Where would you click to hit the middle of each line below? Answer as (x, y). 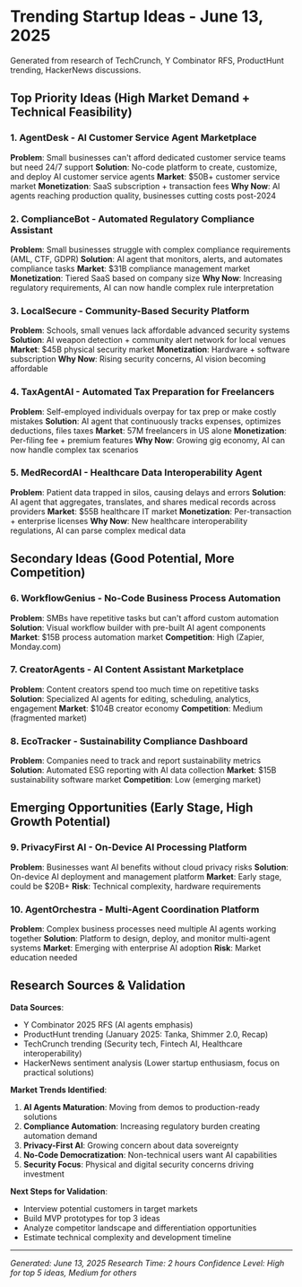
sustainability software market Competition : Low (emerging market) (136, 780)
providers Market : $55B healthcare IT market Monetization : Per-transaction (151, 511)
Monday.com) (36, 646)
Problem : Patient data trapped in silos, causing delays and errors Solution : (148, 492)
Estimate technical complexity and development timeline (127, 1237)
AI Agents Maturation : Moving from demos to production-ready (142, 1107)
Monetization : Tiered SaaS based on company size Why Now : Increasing (147, 278)
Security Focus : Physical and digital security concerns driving (138, 1164)
